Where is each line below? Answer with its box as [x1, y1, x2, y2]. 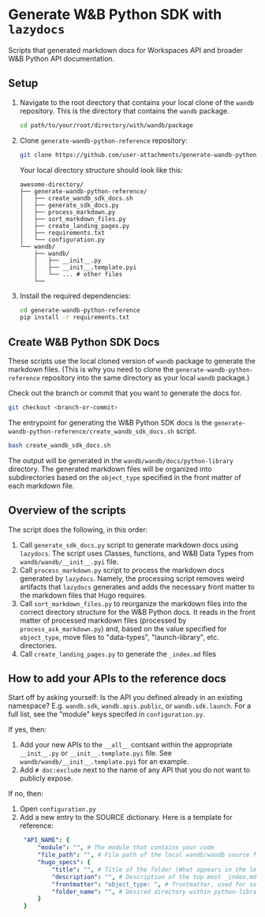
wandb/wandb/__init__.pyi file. [19, 556, 119, 566]
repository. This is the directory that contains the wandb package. [19, 106, 230, 115]
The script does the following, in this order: [8, 525, 148, 534]
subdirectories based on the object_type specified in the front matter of [8, 472, 242, 482]
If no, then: [8, 789, 43, 799]
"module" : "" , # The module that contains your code [37, 844, 215, 851]
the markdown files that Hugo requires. [19, 590, 147, 600]
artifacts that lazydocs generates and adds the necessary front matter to [19, 582, 255, 591]
